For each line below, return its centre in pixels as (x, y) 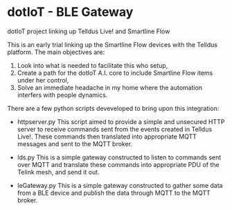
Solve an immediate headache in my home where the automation (110, 87)
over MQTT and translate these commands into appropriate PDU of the (118, 164)
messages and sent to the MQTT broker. (75, 143)
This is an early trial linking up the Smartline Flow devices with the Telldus (113, 44)
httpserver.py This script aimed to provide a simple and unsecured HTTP (121, 121)
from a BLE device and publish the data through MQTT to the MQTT (114, 193)
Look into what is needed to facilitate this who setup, (92, 65)
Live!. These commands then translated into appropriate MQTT (107, 137)
